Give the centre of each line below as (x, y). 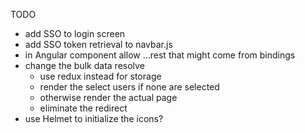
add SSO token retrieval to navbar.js (98, 44)
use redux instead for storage (100, 76)
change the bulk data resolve (84, 65)
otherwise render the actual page (108, 97)
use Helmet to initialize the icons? (94, 118)
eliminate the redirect (83, 108)
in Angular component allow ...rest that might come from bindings (160, 55)
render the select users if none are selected (129, 87)
